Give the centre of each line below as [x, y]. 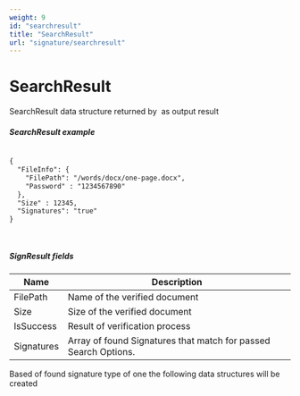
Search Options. [101, 352]
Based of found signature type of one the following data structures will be [145, 374]
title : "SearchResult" [51, 34]
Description [177, 282]
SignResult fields [42, 256]
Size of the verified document [129, 312]
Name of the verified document [133, 297]
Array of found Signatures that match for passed [169, 341]
